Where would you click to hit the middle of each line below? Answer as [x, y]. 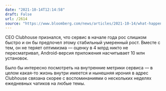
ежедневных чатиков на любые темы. [45, 84]
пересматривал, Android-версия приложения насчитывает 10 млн [75, 53]
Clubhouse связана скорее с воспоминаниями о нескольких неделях [78, 78]
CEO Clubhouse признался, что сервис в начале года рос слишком [76, 37]
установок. [17, 58]
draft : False [19, 14]
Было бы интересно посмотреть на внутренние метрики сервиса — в [79, 68]
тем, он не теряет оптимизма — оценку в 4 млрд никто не [67, 48]
